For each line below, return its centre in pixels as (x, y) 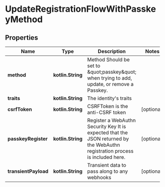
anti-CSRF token (107, 112)
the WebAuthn (104, 145)
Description (112, 51)
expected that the (108, 133)
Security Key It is (107, 126)
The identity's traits (110, 98)
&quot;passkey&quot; (112, 72)
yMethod (24, 19)
